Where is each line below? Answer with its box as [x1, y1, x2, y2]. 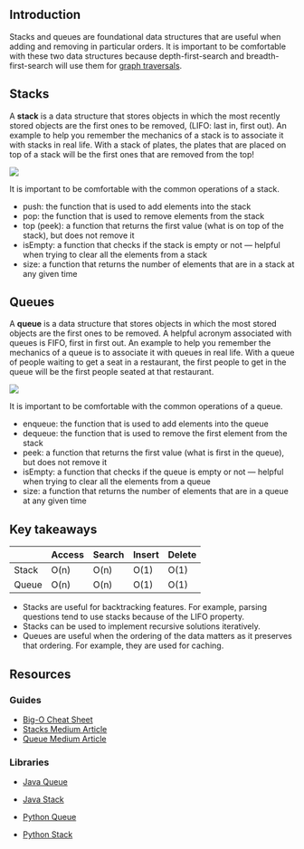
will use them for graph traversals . [54, 60, 183, 71]
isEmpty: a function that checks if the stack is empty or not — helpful [22, 239, 280, 250]
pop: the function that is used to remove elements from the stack [22, 210, 265, 221]
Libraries [9, 756, 50, 768]
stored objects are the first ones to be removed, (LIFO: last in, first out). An [9, 119, 287, 130]
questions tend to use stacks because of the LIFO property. [22, 611, 244, 623]
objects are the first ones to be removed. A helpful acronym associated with [9, 328, 292, 339]
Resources [9, 666, 71, 682]
